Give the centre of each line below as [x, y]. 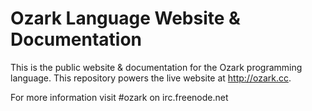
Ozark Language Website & [125, 18]
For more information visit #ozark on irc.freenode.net [119, 97]
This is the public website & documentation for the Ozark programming [156, 67]
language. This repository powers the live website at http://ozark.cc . [151, 78]
